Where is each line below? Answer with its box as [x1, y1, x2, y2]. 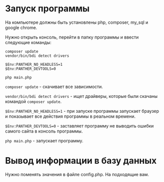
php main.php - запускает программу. [5, 137, 84, 143]
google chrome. [5, 24, 37, 30]
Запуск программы [5, 3, 90, 14]
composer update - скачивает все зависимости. [5, 84, 103, 90]
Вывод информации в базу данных [5, 155, 157, 166]
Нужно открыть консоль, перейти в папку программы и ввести [5, 34, 139, 40]
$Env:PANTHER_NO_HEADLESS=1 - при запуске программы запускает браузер [5, 108, 159, 114]
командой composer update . [5, 98, 62, 104]
